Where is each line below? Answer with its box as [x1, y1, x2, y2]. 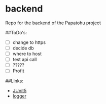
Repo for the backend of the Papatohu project [5, 20, 101, 26]
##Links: [5, 78, 24, 84]
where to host [12, 51, 42, 57]
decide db [12, 45, 34, 51]
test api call [12, 57, 37, 63]
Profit [12, 68, 24, 74]
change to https [12, 39, 46, 45]
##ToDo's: [5, 29, 27, 35]
